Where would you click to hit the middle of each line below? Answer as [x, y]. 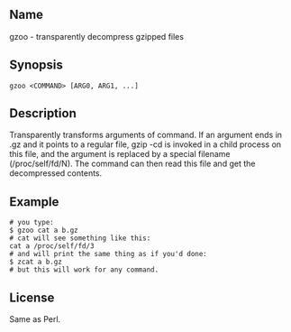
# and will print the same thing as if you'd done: [108, 254]
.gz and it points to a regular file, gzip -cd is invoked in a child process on [145, 144]
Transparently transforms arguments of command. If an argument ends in [145, 135]
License [32, 297]
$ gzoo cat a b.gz [44, 231]
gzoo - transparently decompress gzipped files [97, 36]
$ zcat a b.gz [36, 262]
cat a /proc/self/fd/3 [52, 246]
